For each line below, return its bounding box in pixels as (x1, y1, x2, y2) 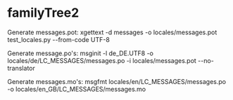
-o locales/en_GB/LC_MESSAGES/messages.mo (7, 85, 146, 93)
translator (7, 64, 35, 72)
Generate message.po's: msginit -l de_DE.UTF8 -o (7, 49, 153, 57)
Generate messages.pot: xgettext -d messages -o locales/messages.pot (7, 28, 218, 36)
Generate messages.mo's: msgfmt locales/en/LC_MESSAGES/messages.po (7, 77, 227, 85)
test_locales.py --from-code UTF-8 (7, 35, 111, 43)
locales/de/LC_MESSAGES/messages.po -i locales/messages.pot (7, 56, 197, 64)
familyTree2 (7, 5, 80, 21)
